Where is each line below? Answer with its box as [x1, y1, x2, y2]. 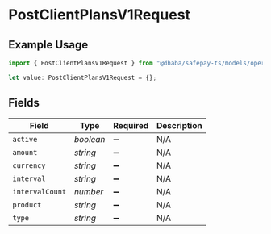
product [12, 200, 42, 209]
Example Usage [8, 38, 89, 52]
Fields [8, 96, 40, 110]
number [73, 186, 104, 197]
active [12, 135, 38, 144]
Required [112, 119, 149, 131]
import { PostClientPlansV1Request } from [8, 59, 153, 67]
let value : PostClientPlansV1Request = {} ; [8, 73, 157, 81]
